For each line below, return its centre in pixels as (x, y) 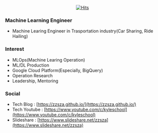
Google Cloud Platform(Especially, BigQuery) (57, 70)
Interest (15, 49)
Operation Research (32, 75)
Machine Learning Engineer (39, 20)
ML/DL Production (31, 65)
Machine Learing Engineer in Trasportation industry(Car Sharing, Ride (83, 31)
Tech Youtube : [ (29, 109)
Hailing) (20, 36)
